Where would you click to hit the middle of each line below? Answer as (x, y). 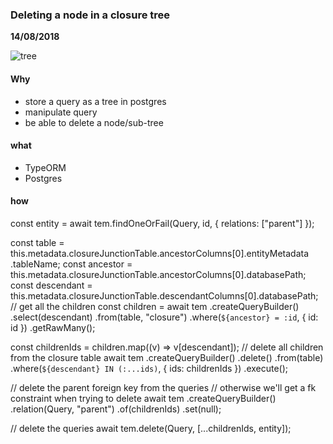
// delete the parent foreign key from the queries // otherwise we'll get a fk (163, 387)
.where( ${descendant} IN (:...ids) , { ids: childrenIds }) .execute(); (149, 368)
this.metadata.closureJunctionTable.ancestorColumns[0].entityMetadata (160, 253)
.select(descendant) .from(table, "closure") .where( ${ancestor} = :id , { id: (164, 317)
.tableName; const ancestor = (71, 264)
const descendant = (51, 285)
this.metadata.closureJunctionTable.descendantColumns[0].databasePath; (164, 295)
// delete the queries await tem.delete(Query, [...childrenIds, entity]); (151, 428)
